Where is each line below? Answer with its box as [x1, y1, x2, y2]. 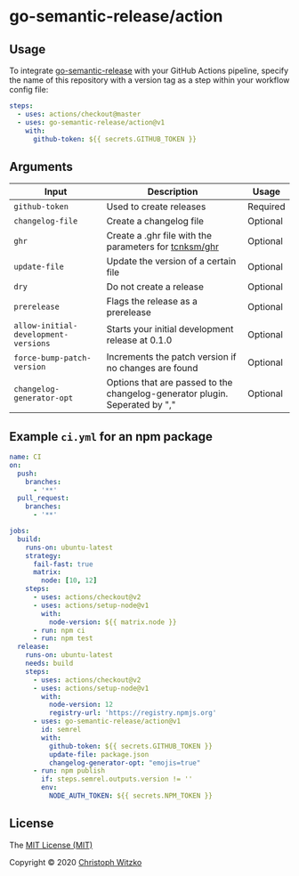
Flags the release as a [106, 296, 198, 308]
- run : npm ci [32, 626, 86, 635]
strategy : [25, 551, 62, 560]
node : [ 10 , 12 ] [41, 576, 98, 585]
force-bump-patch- [13, 353, 92, 363]
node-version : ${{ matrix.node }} [48, 617, 177, 627]
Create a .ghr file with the [106, 230, 212, 242]
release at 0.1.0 [106, 334, 173, 346]
